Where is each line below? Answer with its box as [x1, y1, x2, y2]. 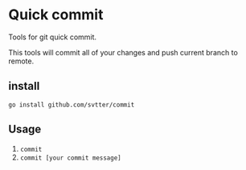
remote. [8, 56, 35, 66]
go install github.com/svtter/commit [8, 100, 135, 109]
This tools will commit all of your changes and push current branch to [8, 47, 239, 57]
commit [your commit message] [19, 154, 122, 162]
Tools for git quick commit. [8, 32, 97, 42]
